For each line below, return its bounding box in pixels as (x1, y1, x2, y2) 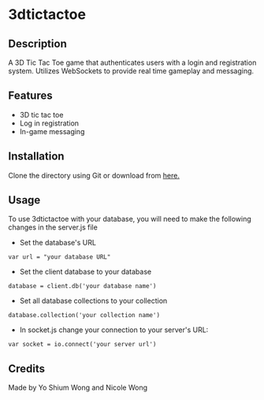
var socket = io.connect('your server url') (8, 341, 157, 349)
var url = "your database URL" (8, 253, 111, 261)
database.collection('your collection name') (8, 312, 160, 320)
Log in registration (19, 118, 80, 128)
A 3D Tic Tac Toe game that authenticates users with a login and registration (8, 58, 257, 67)
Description (8, 37, 67, 50)
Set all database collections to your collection (19, 296, 168, 305)
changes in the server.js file (8, 222, 99, 232)
